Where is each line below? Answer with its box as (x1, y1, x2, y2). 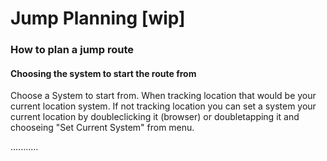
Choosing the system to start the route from (10, 67, 197, 79)
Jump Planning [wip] (10, 7, 186, 30)
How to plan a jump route (10, 43, 135, 57)
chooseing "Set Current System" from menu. (10, 122, 195, 134)
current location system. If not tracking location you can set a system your (10, 100, 317, 112)
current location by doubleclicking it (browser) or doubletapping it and (10, 111, 300, 123)
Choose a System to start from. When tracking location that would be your (10, 90, 317, 102)
